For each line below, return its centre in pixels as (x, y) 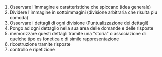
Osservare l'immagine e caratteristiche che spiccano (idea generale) (80, 7)
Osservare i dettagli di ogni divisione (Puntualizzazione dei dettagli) (79, 23)
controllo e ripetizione (32, 49)
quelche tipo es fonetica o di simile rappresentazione (64, 39)
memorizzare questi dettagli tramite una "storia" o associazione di (78, 33)
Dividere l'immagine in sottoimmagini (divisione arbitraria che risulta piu (83, 12)
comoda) (19, 18)
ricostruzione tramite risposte (40, 44)
